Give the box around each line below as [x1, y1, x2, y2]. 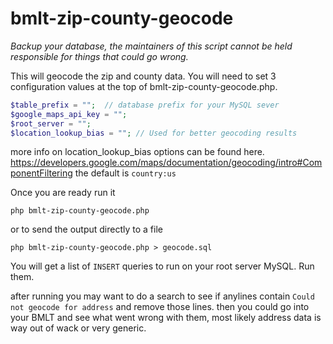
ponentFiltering [10, 167, 73, 179]
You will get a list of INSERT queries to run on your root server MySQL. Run [10, 260, 315, 272]
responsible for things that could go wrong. [10, 50, 189, 62]
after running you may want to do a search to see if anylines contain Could [10, 290, 315, 302]
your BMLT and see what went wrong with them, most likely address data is [10, 312, 322, 324]
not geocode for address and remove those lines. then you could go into [10, 301, 310, 313]
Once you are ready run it [10, 187, 116, 199]
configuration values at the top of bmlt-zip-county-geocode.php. [10, 80, 278, 92]
